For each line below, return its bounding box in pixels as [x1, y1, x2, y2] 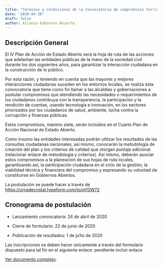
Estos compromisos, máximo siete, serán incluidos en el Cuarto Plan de [5, 122, 148, 127]
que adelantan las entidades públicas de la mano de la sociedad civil [5, 57, 142, 63]
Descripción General [5, 38, 69, 47]
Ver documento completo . [5, 256, 57, 262]
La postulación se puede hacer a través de [5, 182, 90, 188]
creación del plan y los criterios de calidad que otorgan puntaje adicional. [5, 146, 152, 153]
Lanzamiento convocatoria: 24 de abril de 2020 [12, 214, 108, 220]
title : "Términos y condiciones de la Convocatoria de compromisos [5, 7, 145, 12]
